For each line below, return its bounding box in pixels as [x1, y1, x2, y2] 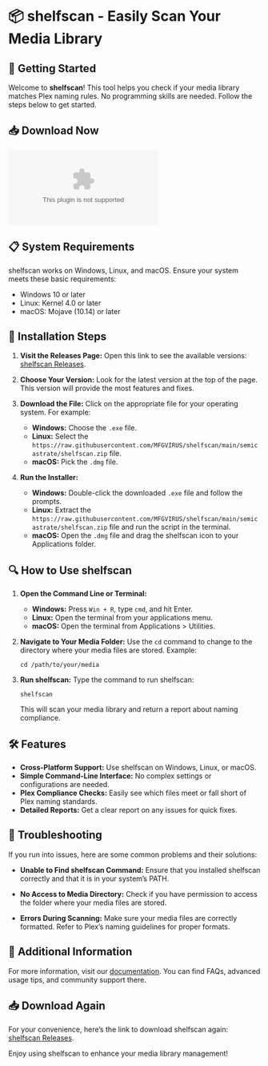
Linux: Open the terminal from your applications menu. [31, 613, 214, 623]
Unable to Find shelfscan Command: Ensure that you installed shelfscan [19, 865, 261, 874]
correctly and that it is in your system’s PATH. [19, 874, 170, 883]
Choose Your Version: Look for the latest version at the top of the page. [19, 375, 258, 385]
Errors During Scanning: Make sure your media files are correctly [19, 913, 238, 923]
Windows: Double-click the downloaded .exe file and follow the [31, 488, 243, 498]
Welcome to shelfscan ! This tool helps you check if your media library [8, 83, 240, 92]
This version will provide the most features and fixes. [19, 383, 194, 394]
